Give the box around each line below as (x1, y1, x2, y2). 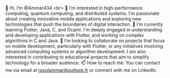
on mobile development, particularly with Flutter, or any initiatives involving (5, 43, 163, 49)
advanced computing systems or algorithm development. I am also (5, 49, 146, 54)
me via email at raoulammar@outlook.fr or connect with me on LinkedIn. (5, 67, 158, 73)
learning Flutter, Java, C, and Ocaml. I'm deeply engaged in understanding (5, 27, 162, 33)
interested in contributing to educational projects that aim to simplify (5, 54, 150, 60)
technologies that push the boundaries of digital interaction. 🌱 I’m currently (5, 21, 163, 27)
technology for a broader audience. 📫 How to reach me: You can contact (5, 60, 160, 66)
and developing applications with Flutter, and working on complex (5, 32, 144, 38)
